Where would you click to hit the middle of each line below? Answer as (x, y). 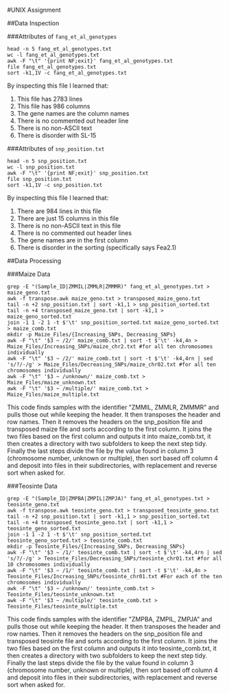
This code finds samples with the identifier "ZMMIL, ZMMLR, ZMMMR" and (113, 407)
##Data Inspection (33, 23)
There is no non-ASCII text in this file (69, 226)
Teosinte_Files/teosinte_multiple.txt (62, 606)
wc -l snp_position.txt (41, 167)
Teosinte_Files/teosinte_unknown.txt (61, 595)
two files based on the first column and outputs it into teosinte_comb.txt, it (112, 648)
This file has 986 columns (53, 106)
